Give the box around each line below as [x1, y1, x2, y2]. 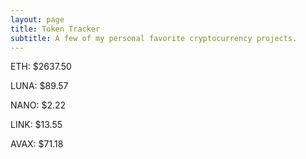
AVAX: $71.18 [10, 138, 64, 150]
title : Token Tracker [10, 24, 101, 34]
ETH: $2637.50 [10, 61, 72, 73]
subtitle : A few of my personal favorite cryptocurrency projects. [10, 33, 298, 43]
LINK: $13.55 [10, 119, 63, 131]
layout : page [10, 14, 65, 25]
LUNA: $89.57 [10, 80, 69, 92]
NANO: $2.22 [10, 99, 67, 111]
